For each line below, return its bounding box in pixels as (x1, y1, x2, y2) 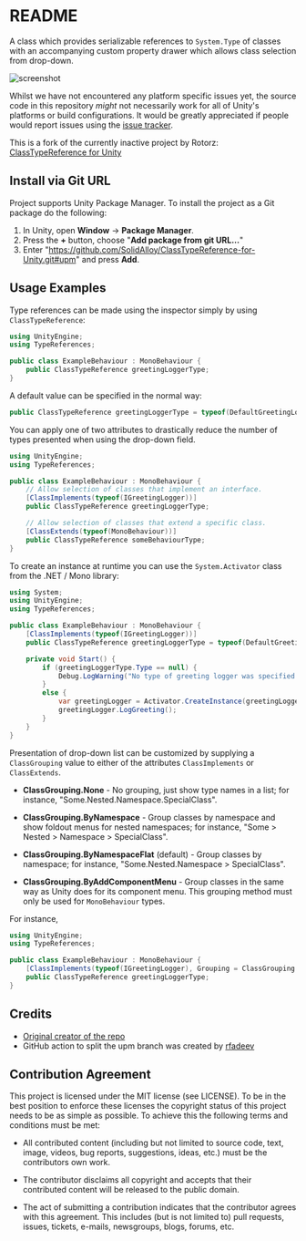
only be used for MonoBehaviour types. (22, 895, 166, 906)
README (9, 5, 78, 26)
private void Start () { (25, 654, 117, 664)
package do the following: (9, 207, 107, 218)
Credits (9, 1007, 53, 1022)
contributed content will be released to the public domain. (22, 1184, 240, 1195)
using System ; (9, 587, 64, 597)
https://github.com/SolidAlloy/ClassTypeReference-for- (48, 243, 256, 255)
